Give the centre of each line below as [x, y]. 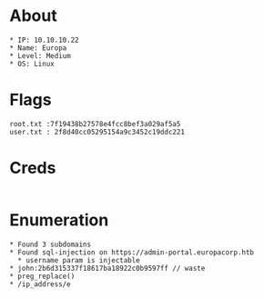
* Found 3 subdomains [51, 244]
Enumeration [59, 220]
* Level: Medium [40, 55]
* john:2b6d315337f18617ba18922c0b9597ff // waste [107, 268]
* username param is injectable [79, 260]
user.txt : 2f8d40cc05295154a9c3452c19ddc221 [97, 132]
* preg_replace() [42, 276]
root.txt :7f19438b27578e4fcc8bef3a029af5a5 [95, 124]
